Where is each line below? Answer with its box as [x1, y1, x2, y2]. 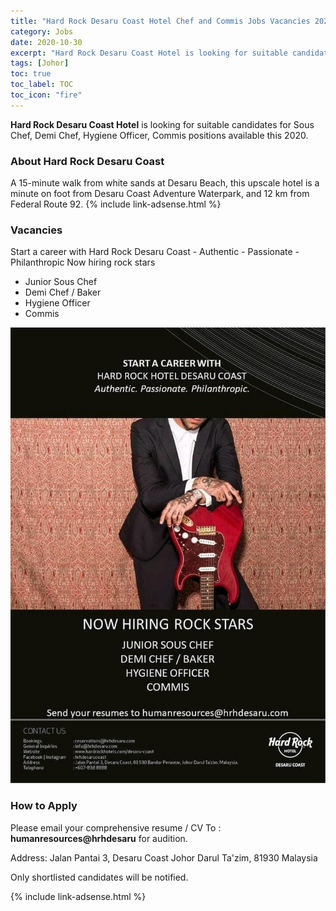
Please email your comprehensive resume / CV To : [10, 821, 222, 834]
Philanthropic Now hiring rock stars [10, 256, 156, 269]
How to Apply [10, 799, 78, 813]
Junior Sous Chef [24, 276, 98, 288]
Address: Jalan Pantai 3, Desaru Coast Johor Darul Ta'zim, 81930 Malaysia [10, 851, 318, 864]
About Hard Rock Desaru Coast [10, 154, 165, 168]
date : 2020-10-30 [10, 37, 83, 47]
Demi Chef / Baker [24, 286, 102, 299]
